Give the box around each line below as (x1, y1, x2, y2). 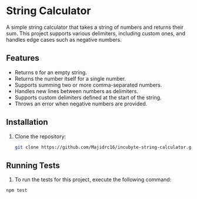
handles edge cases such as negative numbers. (6, 36, 122, 43)
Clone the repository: (14, 132, 66, 140)
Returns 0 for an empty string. (14, 69, 87, 76)
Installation (6, 117, 48, 127)
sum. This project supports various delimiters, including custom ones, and (6, 29, 186, 37)
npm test (6, 187, 28, 194)
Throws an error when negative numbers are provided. (14, 100, 148, 107)
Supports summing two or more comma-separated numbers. (14, 81, 162, 88)
